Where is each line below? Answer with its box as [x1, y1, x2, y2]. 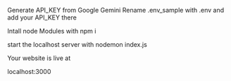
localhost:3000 [7, 68, 51, 75]
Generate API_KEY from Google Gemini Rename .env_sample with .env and [7, 6, 225, 14]
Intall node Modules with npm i [7, 27, 96, 35]
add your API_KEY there [7, 13, 77, 22]
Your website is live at [7, 54, 71, 62]
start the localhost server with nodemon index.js [7, 40, 148, 48]
